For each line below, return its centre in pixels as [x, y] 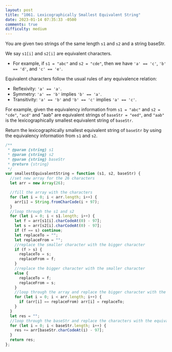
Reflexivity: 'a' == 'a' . [37, 89]
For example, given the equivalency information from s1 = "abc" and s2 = [83, 109]
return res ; [23, 340]
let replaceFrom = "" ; [39, 240]
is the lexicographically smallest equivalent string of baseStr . [69, 120]
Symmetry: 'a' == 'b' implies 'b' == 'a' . [57, 94]
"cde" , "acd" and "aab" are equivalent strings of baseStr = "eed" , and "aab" [85, 115]
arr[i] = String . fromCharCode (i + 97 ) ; [57, 202]
